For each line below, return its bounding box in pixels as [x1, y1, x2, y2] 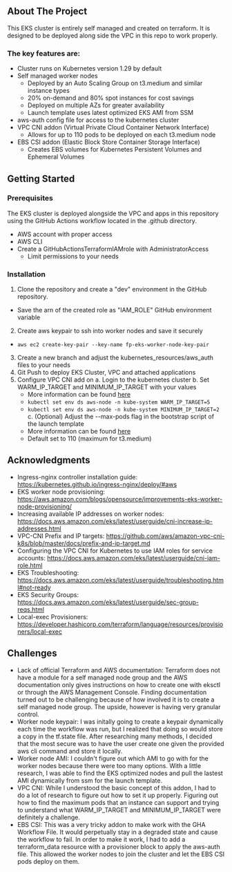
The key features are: [7, 48, 81, 58]
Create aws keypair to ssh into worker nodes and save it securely [17, 327, 204, 335]
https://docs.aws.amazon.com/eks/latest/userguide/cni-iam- [47, 553, 221, 562]
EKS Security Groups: [17, 590, 79, 598]
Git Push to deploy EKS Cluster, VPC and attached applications [17, 368, 196, 377]
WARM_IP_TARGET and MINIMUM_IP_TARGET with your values [17, 383, 197, 391]
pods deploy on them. [17, 857, 80, 865]
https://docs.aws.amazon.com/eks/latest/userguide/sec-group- [17, 598, 199, 606]
